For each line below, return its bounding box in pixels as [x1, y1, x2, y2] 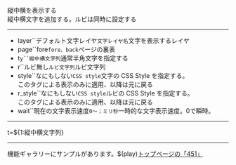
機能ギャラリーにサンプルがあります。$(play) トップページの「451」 [7, 150, 204, 158]
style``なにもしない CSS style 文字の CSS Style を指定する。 [17, 72, 189, 79]
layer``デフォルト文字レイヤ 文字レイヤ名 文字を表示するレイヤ [17, 37, 190, 44]
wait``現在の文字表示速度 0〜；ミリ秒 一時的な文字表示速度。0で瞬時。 [17, 107, 215, 114]
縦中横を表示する [7, 6, 57, 14]
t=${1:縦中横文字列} [7, 128, 65, 136]
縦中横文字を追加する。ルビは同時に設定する [7, 15, 137, 23]
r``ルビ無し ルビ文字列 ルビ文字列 [17, 62, 106, 71]
